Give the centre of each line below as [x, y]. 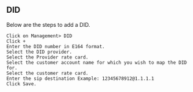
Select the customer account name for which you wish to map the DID [97, 62]
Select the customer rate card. [47, 73]
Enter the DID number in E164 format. [56, 46]
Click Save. [21, 84]
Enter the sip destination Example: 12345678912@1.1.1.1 [80, 79]
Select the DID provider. [39, 52]
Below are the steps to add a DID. [48, 24]
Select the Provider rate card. [47, 57]
